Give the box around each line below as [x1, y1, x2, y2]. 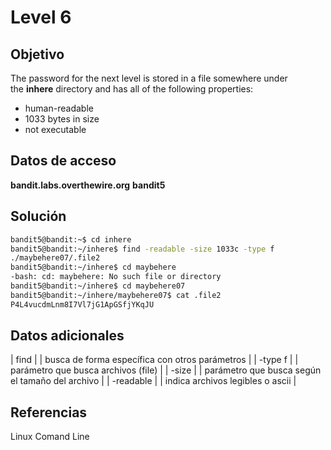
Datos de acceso [10, 152, 117, 170]
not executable [24, 124, 87, 135]
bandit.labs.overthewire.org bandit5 [10, 179, 166, 191]
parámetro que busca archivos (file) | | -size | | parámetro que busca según [10, 364, 322, 376]
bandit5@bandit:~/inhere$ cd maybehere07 [10, 281, 186, 291]
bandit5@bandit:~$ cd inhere [10, 234, 132, 245]
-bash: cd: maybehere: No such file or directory [10, 272, 222, 282]
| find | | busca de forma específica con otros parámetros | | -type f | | [10, 354, 299, 366]
